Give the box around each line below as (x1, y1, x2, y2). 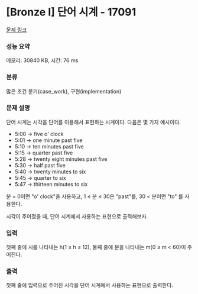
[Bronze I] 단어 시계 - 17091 (6, 5, 137, 19)
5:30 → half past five (14, 161, 66, 169)
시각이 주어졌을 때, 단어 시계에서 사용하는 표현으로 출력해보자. (6, 212, 148, 219)
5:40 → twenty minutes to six (14, 168, 86, 175)
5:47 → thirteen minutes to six (14, 180, 88, 188)
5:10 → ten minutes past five (14, 143, 84, 150)
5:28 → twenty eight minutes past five (14, 155, 108, 163)
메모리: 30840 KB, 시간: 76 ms (6, 57, 79, 64)
